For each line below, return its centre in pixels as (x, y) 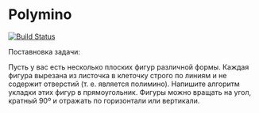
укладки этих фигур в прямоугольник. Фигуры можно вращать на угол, (130, 92)
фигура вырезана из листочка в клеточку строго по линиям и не (118, 75)
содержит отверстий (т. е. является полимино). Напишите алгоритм (124, 84)
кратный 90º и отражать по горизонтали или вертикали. (104, 100)
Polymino (40, 15)
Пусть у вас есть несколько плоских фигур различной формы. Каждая (129, 67)
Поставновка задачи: (44, 51)
